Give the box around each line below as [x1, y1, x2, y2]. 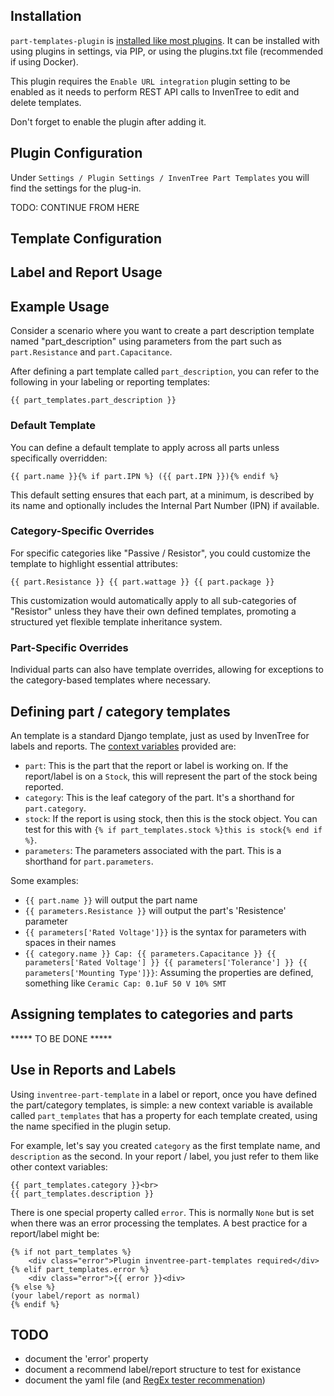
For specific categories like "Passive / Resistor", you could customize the [10, 547, 311, 559]
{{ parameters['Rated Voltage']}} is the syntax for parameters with [24, 925, 307, 938]
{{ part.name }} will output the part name [24, 894, 198, 906]
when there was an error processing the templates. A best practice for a [10, 1217, 308, 1229]
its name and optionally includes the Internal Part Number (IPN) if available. [10, 499, 320, 511]
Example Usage [10, 298, 110, 315]
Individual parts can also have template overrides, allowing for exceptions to [10, 664, 324, 676]
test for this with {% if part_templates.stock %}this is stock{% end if [24, 823, 323, 835]
